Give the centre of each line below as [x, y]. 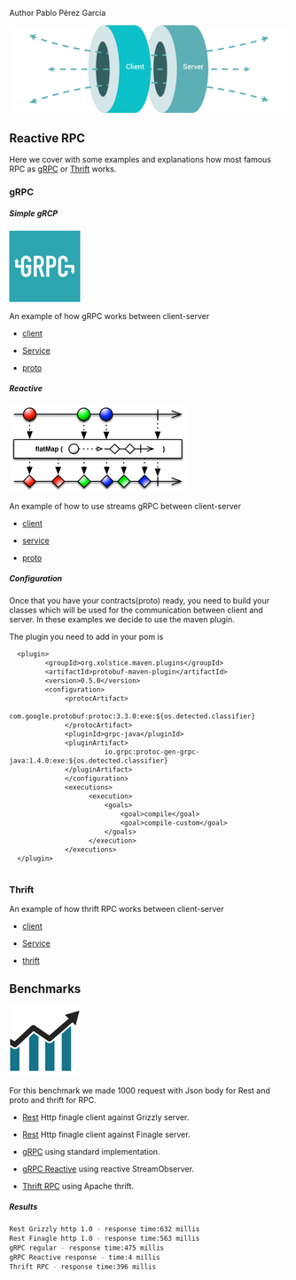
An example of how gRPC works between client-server [109, 316]
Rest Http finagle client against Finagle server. [106, 1135]
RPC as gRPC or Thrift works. [63, 169]
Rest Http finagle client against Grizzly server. [105, 1117]
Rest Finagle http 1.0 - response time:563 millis [105, 1239]
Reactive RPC [47, 138]
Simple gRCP [34, 213]
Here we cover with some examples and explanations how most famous [140, 160]
